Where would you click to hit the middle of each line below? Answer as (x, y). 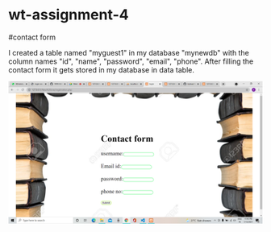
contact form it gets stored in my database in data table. (102, 69)
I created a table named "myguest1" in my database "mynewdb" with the (129, 52)
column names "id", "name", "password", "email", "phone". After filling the (131, 61)
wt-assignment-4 (69, 15)
